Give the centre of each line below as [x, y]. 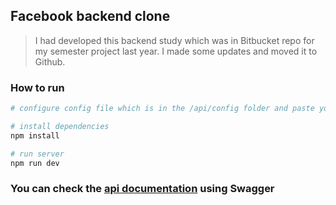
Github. [50, 61]
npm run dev [35, 163]
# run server [37, 154]
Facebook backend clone [90, 16]
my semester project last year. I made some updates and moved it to [176, 51]
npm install [35, 135]
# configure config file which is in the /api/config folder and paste [162, 109]
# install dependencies [60, 126]
